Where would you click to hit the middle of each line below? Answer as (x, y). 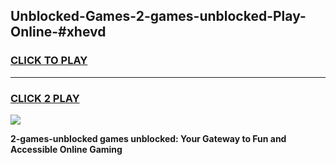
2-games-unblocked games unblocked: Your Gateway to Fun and (148, 138)
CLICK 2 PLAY (45, 98)
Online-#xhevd (58, 32)
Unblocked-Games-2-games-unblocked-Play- (158, 16)
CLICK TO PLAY (49, 61)
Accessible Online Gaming (66, 149)
